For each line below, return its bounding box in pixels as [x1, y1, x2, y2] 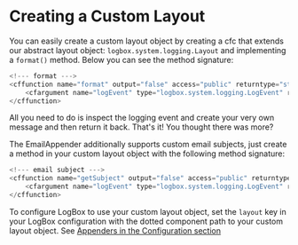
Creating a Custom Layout [9, 6, 206, 27]
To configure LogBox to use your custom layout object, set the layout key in [9, 206, 286, 217]
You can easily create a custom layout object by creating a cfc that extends [9, 36, 284, 46]
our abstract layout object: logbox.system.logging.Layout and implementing [9, 44, 286, 55]
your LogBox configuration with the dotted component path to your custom [9, 216, 284, 226]
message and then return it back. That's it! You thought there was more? [9, 122, 274, 132]
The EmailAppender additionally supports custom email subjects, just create [9, 139, 287, 150]
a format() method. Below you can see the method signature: [9, 54, 234, 65]
